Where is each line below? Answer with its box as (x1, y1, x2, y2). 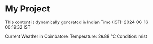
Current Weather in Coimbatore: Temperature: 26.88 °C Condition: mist (5, 33, 147, 39)
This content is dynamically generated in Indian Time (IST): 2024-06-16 (5, 19, 149, 25)
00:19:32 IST (5, 24, 31, 30)
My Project (5, 3, 50, 14)
